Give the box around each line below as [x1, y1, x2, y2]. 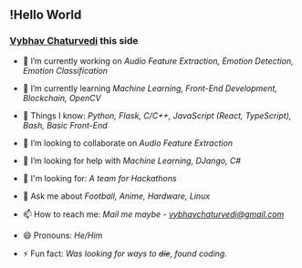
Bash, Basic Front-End [22, 119, 108, 130]
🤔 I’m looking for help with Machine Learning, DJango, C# [22, 155, 242, 166]
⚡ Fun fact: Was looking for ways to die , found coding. [22, 248, 228, 259]
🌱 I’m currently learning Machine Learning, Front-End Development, [22, 82, 278, 94]
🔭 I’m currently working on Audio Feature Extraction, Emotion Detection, [22, 55, 294, 67]
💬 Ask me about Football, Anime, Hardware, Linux [22, 191, 211, 201]
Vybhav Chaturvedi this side [9, 35, 139, 47]
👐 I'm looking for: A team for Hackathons [22, 172, 177, 183]
